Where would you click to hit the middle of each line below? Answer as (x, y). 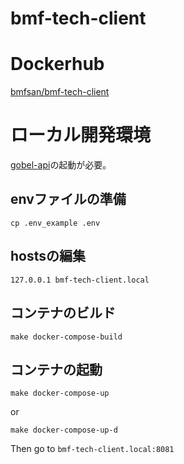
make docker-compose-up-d (64, 430)
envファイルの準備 (68, 199)
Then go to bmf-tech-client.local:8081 (92, 449)
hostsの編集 (48, 256)
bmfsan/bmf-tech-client (60, 92)
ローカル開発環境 (81, 135)
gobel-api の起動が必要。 (61, 165)
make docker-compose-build (66, 337)
